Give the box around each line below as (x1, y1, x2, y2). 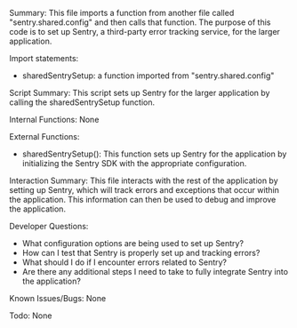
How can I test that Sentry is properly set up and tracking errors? (21, 248, 261, 258)
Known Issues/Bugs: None (9, 293, 107, 303)
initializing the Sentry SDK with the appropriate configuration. (21, 158, 247, 168)
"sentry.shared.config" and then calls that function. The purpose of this (9, 17, 271, 28)
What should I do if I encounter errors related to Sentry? (21, 257, 228, 268)
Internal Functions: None (9, 115, 100, 124)
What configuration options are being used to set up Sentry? (21, 238, 245, 248)
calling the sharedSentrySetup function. (9, 97, 156, 108)
